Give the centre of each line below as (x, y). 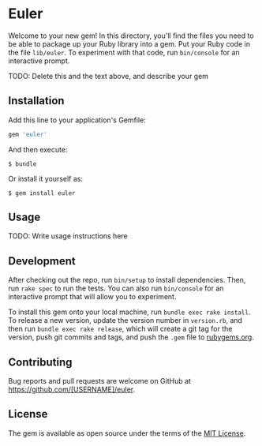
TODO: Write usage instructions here (68, 236)
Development (42, 261)
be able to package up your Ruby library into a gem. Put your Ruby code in (129, 43)
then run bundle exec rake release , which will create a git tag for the (120, 329)
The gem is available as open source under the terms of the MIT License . (127, 433)
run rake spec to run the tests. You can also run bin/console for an (116, 288)
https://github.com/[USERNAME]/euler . (72, 390)
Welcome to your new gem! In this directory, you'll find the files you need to (131, 36)
